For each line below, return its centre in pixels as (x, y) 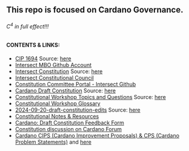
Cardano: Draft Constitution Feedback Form (69, 123)
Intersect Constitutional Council (54, 77)
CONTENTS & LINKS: (33, 45)
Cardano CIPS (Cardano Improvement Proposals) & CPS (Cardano (97, 135)
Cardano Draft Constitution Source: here (65, 91)
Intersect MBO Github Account (53, 65)
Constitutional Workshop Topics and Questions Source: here (91, 97)
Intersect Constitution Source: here (59, 71)
